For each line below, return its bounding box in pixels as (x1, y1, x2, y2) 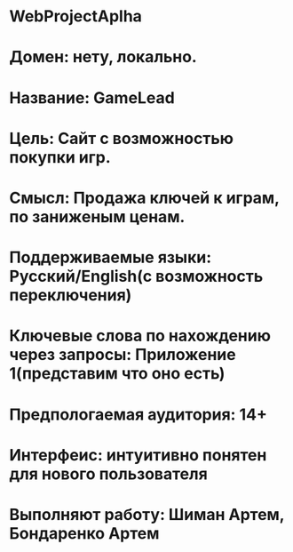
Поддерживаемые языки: (9, 247, 212, 268)
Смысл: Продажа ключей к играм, (9, 188, 280, 208)
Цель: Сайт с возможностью (9, 128, 234, 148)
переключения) (9, 285, 132, 306)
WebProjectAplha (9, 6, 142, 27)
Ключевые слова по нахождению (9, 326, 271, 346)
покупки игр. (9, 147, 111, 167)
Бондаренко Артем (9, 523, 160, 543)
